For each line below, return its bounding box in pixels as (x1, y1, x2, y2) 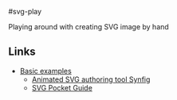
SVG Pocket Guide (31, 83, 93, 92)
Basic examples (19, 66, 72, 75)
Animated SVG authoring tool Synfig (31, 75, 151, 84)
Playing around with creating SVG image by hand (8, 22, 169, 31)
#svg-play (8, 7, 42, 16)
